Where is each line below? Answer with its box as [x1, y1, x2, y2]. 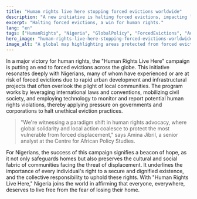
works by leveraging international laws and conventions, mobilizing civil [6, 89, 179, 96]
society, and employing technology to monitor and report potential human [6, 95, 184, 102]
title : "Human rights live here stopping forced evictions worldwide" [6, 8, 182, 15]
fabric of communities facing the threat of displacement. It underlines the [6, 161, 183, 168]
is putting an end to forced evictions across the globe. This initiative [6, 63, 170, 70]
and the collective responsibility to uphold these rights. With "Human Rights [6, 174, 189, 181]
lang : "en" [6, 25, 33, 31]
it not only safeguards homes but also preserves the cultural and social [6, 155, 178, 162]
